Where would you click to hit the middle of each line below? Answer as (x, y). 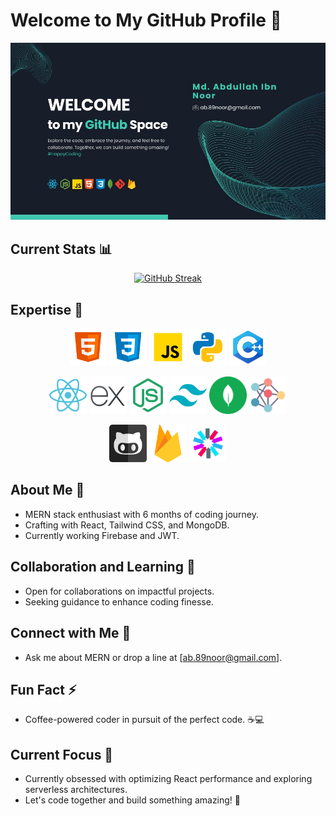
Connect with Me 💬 (71, 633)
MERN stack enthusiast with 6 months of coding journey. (142, 514)
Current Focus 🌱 (62, 754)
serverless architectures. (76, 790)
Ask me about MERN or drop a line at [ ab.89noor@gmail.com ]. (153, 657)
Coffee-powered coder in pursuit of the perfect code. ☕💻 (144, 720)
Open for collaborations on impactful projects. (119, 591)
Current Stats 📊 (61, 249)
